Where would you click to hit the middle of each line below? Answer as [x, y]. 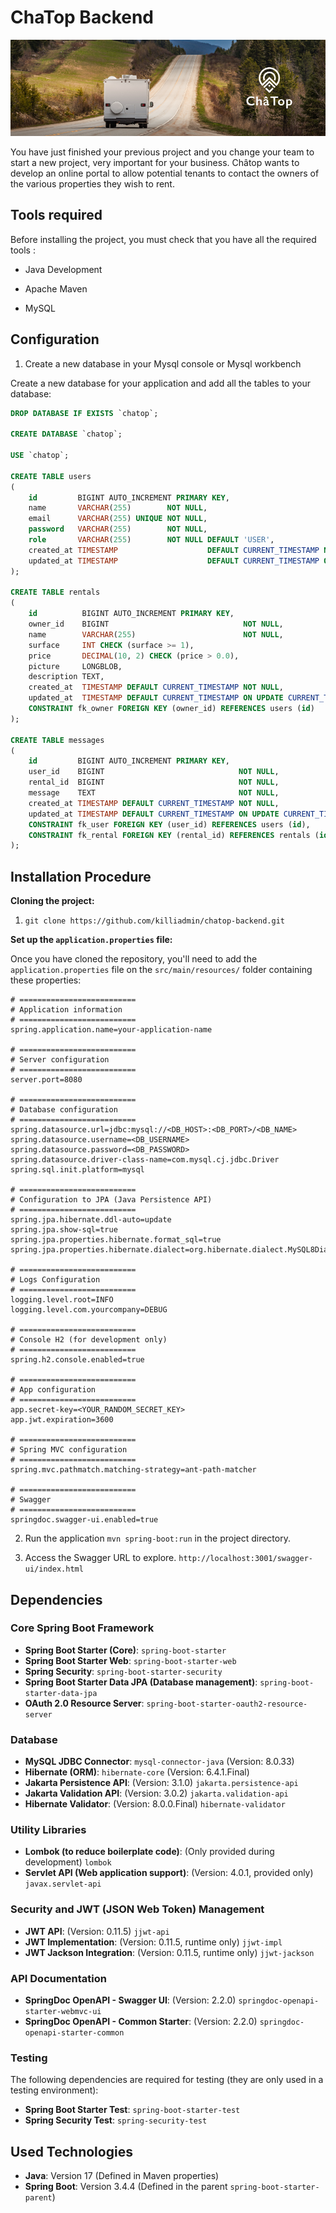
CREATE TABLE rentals [55, 592]
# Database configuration [64, 1110]
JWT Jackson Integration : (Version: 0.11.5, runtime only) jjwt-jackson [169, 1952]
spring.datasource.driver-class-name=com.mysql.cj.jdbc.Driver [145, 1160]
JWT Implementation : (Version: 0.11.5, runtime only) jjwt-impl [153, 1942]
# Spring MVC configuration [69, 1450]
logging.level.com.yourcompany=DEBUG [89, 1310]
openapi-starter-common [74, 2033]
